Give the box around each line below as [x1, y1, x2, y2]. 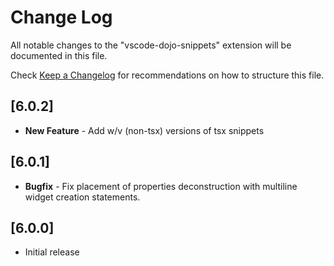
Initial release [24, 246, 80, 258]
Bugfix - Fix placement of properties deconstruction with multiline [24, 180, 298, 192]
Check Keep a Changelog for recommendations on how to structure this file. [10, 69, 325, 81]
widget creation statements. [24, 191, 141, 203]
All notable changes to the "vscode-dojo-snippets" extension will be [10, 39, 292, 51]
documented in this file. [10, 49, 108, 61]
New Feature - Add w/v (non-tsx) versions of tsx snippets [24, 124, 265, 136]
